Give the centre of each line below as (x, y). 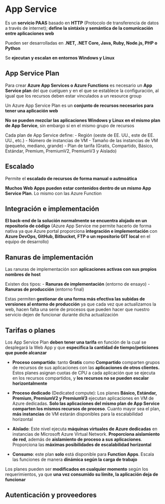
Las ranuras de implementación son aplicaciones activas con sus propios (81, 269)
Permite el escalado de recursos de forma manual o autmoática (71, 178)
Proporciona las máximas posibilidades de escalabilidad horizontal (82, 445)
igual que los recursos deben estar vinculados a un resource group (73, 96)
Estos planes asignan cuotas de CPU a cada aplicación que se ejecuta (84, 373)
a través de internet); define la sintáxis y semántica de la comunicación (79, 28)
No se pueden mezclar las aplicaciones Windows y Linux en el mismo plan (83, 120)
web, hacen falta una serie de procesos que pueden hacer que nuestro (77, 309)
